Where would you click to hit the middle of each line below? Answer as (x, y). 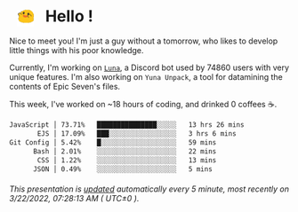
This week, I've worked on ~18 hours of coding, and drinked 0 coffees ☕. (143, 105)
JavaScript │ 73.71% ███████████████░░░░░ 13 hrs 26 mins (127, 125)
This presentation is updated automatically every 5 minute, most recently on (149, 189)
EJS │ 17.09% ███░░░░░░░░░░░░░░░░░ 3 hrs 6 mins (137, 134)
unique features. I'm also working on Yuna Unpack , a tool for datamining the (146, 77)
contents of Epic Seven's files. (65, 87)
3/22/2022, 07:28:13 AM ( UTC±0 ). (74, 198)
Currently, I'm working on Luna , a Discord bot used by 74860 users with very (149, 67)
